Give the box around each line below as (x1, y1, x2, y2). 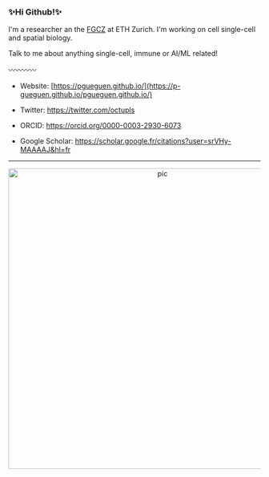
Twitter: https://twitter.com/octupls (19, 105, 135, 115)
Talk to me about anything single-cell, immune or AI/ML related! (8, 49, 219, 59)
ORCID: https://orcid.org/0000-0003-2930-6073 (19, 121, 182, 131)
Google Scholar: (19, 136, 74, 146)
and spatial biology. (8, 33, 73, 42)
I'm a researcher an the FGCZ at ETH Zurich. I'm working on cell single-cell (8, 25, 256, 34)
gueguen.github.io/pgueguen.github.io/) (19, 90, 153, 99)
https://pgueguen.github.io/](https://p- (53, 81, 181, 91)
